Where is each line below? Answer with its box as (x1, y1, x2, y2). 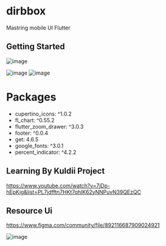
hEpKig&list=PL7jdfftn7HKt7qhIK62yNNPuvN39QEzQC (6, 188, 141, 195)
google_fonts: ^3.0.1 (14, 142, 64, 149)
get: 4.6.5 (14, 135, 39, 143)
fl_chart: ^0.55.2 (14, 116, 55, 124)
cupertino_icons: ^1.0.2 (14, 110, 72, 117)
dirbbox (6, 4, 46, 18)
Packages (6, 90, 57, 103)
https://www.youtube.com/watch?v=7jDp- (6, 182, 110, 189)
